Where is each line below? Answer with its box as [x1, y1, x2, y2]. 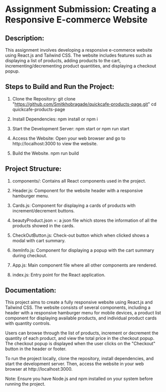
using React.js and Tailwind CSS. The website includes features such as [5, 52, 152, 58]
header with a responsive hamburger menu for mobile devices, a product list [5, 310, 161, 316]
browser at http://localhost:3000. [5, 366, 73, 372]
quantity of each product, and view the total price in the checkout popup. [5, 335, 155, 341]
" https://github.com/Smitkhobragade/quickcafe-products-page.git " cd [12, 101, 157, 107]
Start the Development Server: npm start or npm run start [12, 125, 130, 131]
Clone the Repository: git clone [12, 96, 76, 101]
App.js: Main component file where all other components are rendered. [12, 262, 157, 268]
